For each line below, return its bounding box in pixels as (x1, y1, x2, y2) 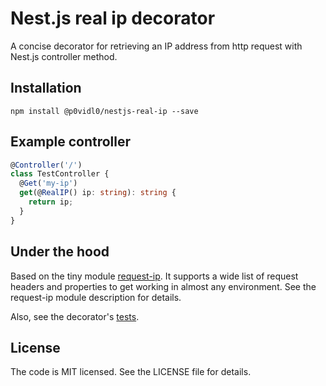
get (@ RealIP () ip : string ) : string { (19, 188, 177, 198)
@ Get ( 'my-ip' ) (19, 178, 78, 189)
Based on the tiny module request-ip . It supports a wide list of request (10, 270, 299, 282)
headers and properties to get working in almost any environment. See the (10, 280, 317, 292)
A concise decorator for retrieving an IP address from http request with (10, 40, 303, 52)
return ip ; (28, 197, 74, 207)
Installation (10, 80, 82, 97)
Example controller (10, 133, 132, 151)
